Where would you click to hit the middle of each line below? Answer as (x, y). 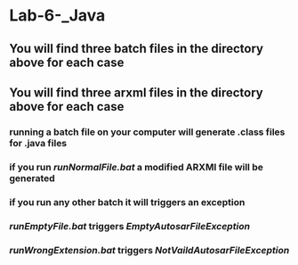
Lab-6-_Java (57, 16)
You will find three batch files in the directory (137, 49)
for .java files (38, 143)
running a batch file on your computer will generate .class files (147, 132)
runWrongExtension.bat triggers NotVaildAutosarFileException (149, 250)
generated (32, 178)
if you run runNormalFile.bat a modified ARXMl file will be (137, 167)
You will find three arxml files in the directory (137, 92)
